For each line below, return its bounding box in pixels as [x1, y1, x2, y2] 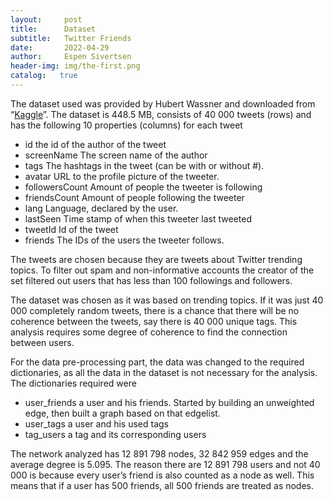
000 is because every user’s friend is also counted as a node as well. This [10, 469, 315, 481]
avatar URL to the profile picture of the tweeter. [24, 170, 220, 182]
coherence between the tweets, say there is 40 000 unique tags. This [10, 315, 298, 327]
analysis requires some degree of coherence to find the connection [10, 326, 288, 338]
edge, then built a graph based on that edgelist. [24, 407, 221, 419]
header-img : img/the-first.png [10, 61, 141, 71]
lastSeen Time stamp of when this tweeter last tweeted [24, 212, 252, 225]
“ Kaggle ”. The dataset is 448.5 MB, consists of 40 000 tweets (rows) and [10, 108, 312, 120]
